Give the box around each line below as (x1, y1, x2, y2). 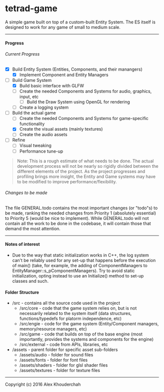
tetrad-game (5, 3, 58, 14)
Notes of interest (5, 241, 40, 247)
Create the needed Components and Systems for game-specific (19, 116, 149, 121)
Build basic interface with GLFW (19, 82, 84, 88)
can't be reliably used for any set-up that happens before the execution (12, 257, 156, 263)
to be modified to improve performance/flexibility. (17, 178, 117, 184)
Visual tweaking (19, 142, 52, 149)
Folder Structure (5, 289, 39, 295)
